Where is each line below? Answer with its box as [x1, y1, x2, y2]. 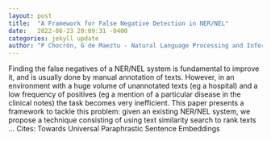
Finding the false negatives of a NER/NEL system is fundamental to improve [8, 64, 260, 73]
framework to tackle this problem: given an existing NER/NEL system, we [8, 106, 251, 117]
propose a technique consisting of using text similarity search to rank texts [8, 115, 256, 125]
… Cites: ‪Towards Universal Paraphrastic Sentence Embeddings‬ [8, 124, 220, 134]
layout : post [8, 11, 52, 20]
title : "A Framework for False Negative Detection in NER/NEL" [8, 19, 229, 27]
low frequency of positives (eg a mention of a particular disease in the [8, 89, 241, 99]
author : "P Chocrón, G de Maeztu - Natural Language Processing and [8, 42, 244, 50]
